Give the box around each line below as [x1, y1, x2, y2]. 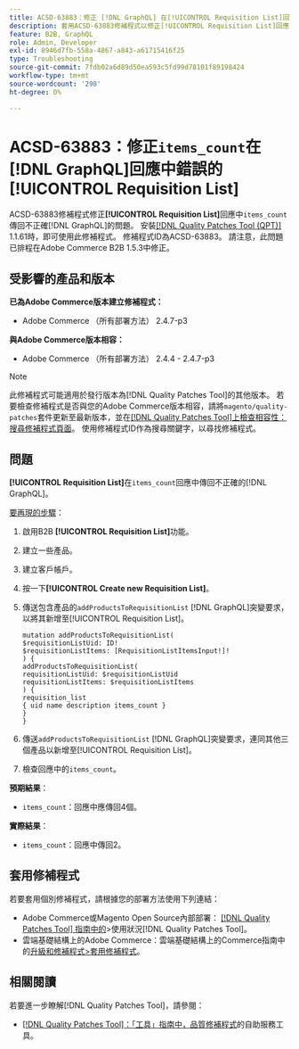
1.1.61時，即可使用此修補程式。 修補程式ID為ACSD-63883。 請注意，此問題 [9, 231, 284, 242]
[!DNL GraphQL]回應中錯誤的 [9, 159, 223, 179]
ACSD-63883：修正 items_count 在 [9, 136, 262, 157]
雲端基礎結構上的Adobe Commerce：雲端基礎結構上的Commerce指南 [21, 934, 279, 946]
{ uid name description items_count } [21, 701, 166, 710]
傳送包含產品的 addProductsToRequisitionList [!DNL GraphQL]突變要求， [21, 602, 289, 613]
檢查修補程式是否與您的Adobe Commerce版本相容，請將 [16, 401, 224, 411]
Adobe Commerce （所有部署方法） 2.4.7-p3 [21, 316, 189, 326]
